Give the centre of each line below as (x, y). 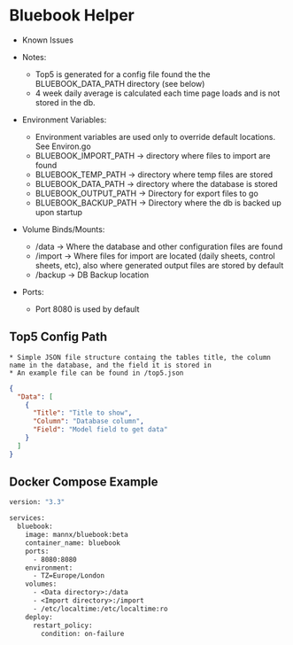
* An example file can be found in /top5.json (96, 373)
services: (27, 518)
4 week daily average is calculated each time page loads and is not (158, 93)
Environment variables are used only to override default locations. (155, 136)
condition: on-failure (83, 633)
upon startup (58, 212)
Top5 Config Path (58, 337)
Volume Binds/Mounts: (63, 229)
